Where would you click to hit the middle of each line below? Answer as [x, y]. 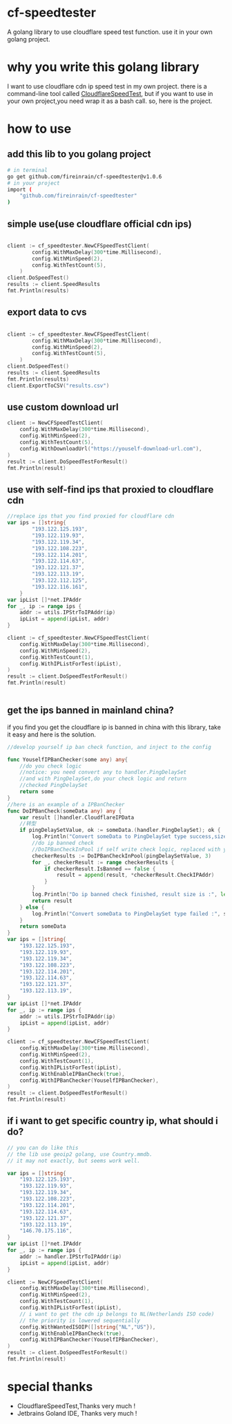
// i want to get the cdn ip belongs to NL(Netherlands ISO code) [117, 1314]
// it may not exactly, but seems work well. [74, 1161]
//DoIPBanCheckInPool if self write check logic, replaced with [126, 849]
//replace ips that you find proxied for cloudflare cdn [91, 516]
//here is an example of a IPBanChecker [66, 804]
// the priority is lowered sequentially [80, 1320]
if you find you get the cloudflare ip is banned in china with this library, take [114, 727]
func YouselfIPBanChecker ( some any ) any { [68, 759]
